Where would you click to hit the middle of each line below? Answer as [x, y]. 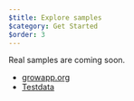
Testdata [38, 87]
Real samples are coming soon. [67, 60]
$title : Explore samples [55, 18]
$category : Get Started [53, 26]
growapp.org [46, 78]
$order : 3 [27, 34]
